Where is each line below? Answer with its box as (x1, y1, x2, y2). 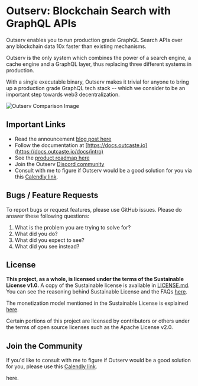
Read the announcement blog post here (14, 135, 112, 142)
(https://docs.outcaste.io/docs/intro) (14, 148, 103, 155)
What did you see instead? (14, 243, 80, 250)
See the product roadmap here (14, 154, 90, 161)
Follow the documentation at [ (14, 141, 87, 149)
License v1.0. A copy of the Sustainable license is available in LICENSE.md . (6, 282, 190, 289)
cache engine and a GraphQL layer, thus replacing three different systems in (6, 60, 192, 68)
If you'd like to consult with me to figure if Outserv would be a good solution (6, 357, 191, 364)
